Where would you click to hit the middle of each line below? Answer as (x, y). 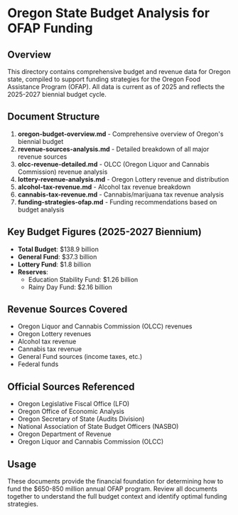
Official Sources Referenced (71, 386)
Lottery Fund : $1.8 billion (54, 264)
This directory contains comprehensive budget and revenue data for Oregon (119, 72)
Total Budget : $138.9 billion (58, 249)
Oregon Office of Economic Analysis (71, 412)
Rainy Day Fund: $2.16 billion (70, 287)
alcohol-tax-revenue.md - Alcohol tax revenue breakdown (104, 187)
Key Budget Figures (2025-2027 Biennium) (105, 232)
